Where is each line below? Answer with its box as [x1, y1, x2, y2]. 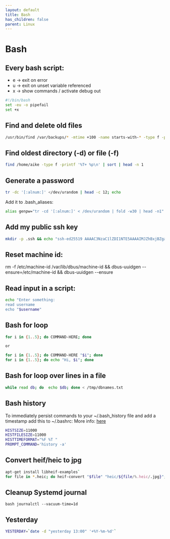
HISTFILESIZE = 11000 [5, 432, 47, 437]
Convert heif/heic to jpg [5, 456, 82, 465]
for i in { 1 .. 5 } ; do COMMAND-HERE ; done [5, 334, 92, 339]
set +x [5, 107, 19, 112]
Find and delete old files [5, 121, 82, 130]
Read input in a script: [5, 284, 76, 293]
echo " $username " [5, 307, 42, 312]
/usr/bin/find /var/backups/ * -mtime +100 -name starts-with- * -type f [5, 135, 159, 140]
